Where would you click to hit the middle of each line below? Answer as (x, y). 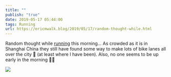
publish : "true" (23, 15)
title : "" (16, 10)
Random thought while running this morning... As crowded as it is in (77, 43)
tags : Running (20, 24)
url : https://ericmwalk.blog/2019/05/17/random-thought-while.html (79, 29)
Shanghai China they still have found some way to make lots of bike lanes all (86, 49)
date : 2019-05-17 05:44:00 (34, 19)
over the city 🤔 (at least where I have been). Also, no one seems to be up (82, 55)
